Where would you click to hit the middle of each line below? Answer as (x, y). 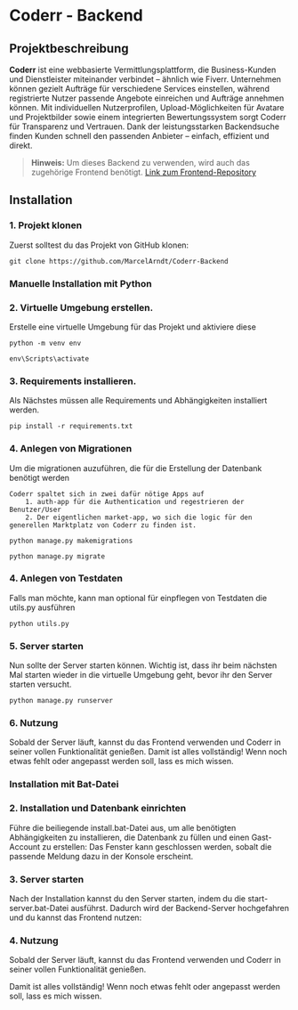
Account (25, 846)
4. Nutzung (34, 941)
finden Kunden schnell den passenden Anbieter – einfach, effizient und (139, 136)
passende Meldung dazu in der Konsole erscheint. (101, 856)
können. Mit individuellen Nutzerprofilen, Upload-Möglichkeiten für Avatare (147, 107)
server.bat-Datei (39, 908)
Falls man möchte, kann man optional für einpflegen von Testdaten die (138, 598)
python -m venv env (45, 343)
